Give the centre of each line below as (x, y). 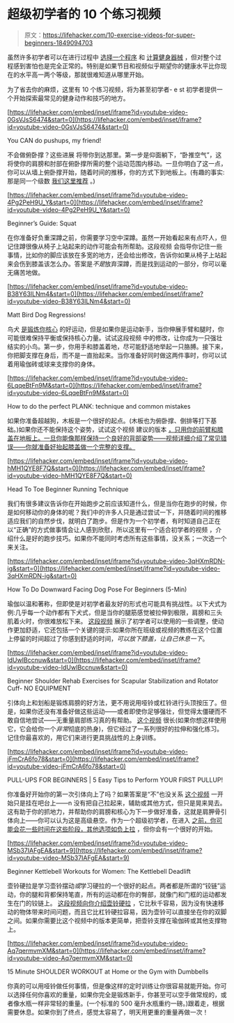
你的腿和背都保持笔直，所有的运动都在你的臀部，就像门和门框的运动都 (120, 894)
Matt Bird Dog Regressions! (46, 315)
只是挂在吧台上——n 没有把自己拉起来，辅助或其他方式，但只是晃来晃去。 (119, 803)
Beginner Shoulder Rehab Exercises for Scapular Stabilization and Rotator (113, 681)
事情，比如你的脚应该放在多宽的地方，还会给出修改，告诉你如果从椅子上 (111, 255)
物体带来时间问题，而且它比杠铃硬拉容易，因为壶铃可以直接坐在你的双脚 (123, 911)
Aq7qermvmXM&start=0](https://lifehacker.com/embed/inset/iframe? (107, 950)
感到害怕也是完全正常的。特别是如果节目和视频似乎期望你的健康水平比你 (117, 66)
